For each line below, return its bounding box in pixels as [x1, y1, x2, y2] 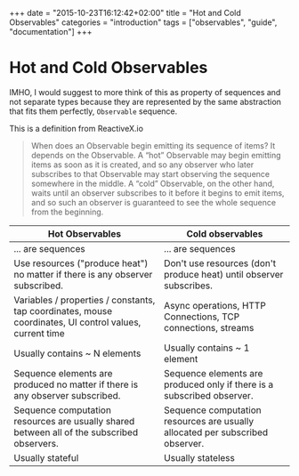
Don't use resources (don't [164, 257, 277, 270]
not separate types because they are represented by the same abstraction [9, 96, 282, 107]
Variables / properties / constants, [13, 294, 156, 306]
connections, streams [164, 321, 255, 334]
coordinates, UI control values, [13, 316, 141, 328]
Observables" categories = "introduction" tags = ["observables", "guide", [9, 17, 278, 28]
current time [13, 327, 65, 339]
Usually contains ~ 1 [164, 342, 250, 354]
